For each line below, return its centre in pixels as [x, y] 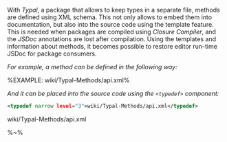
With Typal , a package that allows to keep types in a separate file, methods [113, 10]
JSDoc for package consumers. [52, 54]
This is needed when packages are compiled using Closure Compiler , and [112, 32]
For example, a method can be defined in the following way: [92, 67]
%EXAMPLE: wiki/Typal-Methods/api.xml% [68, 80]
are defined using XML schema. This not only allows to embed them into [109, 17]
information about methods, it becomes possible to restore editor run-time [112, 46]
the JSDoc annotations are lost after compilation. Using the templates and [112, 39]
